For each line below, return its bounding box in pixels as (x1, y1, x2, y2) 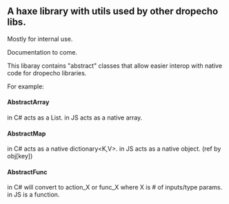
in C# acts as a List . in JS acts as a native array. (7, 113, 143, 122)
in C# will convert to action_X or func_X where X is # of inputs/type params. (7, 183, 223, 192)
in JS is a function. (7, 190, 60, 199)
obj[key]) (7, 152, 33, 160)
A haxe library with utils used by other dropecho (7, 6, 219, 17)
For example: (7, 82, 45, 91)
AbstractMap (7, 129, 46, 138)
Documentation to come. (7, 48, 78, 56)
